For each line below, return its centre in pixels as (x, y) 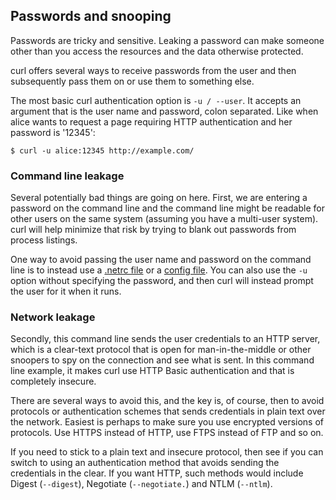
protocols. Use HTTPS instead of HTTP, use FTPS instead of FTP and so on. (167, 433)
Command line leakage (67, 176)
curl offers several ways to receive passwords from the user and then (153, 70)
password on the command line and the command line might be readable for (167, 208)
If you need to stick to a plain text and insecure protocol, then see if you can (167, 452)
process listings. (44, 240)
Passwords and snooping (91, 16)
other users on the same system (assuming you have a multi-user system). (164, 219)
